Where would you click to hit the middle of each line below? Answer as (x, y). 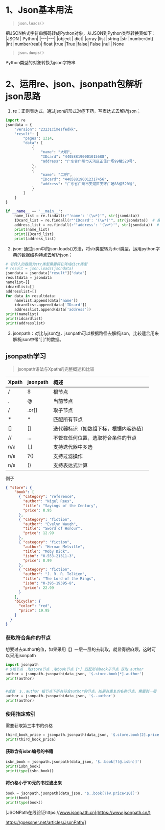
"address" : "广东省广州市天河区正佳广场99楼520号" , (89, 161)
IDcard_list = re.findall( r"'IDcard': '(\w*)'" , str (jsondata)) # (84, 220)
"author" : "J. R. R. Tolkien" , (55, 574)
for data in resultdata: (31, 296)
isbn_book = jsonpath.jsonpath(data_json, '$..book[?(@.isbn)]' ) (73, 762)
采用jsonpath (23, 655)
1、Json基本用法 (39, 10)
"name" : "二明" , (56, 175)
